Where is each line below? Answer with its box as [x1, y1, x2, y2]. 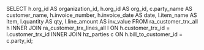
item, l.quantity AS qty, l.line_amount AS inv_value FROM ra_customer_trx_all [6, 18, 198, 25]
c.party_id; [6, 37, 33, 44]
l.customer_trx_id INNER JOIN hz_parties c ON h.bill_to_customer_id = [6, 31, 183, 38]
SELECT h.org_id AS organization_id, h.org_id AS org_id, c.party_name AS [6, 5, 193, 12]
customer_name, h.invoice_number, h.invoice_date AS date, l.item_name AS [6, 11, 197, 19]
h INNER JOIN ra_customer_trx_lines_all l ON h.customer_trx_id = [6, 24, 170, 31]
